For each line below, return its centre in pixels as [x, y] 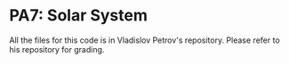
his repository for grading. [57, 49]
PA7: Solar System [79, 16]
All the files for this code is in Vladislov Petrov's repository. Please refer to [144, 40]
